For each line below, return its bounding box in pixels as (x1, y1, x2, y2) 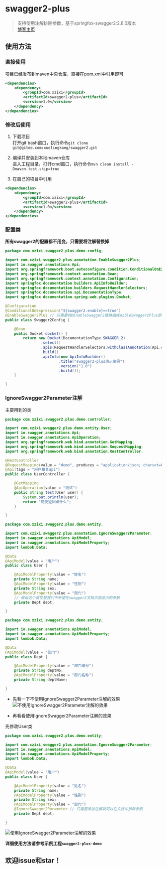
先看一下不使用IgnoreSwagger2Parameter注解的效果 (12, 696, 120, 702)
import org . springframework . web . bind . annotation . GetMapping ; (5, 439, 135, 445)
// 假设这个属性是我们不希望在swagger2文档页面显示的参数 (14, 595, 120, 600)
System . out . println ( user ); (23, 494, 79, 500)
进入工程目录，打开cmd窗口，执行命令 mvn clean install (12, 161, 129, 167)
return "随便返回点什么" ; (23, 499, 72, 504)
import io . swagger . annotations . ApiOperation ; (5, 435, 101, 440)
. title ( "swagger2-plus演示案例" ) (58, 359, 125, 364)
